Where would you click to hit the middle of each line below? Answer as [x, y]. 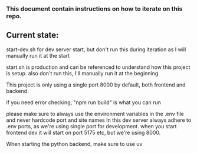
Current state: [32, 35]
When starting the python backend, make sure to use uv [74, 144]
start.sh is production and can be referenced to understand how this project [98, 67]
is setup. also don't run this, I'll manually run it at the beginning [82, 73]
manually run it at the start [38, 55]
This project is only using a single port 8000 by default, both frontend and [96, 85]
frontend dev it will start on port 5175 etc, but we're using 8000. [83, 132]
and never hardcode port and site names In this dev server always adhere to [99, 120]
